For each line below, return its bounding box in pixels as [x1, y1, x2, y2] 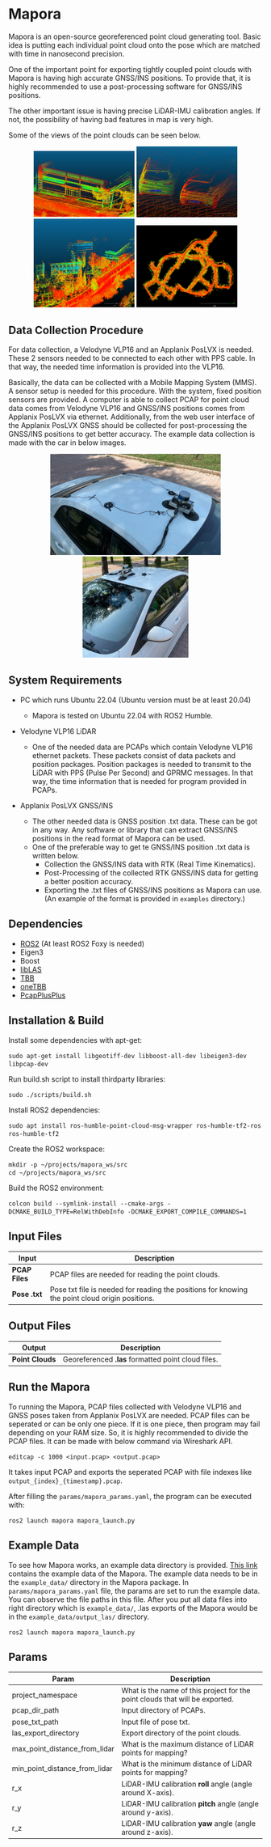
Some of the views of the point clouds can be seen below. [8, 130, 202, 140]
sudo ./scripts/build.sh [8, 1091, 92, 1099]
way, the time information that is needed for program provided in [31, 776, 248, 786]
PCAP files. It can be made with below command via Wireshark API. [8, 1436, 233, 1446]
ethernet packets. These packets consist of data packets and [31, 750, 236, 760]
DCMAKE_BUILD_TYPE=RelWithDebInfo [8, 1207, 125, 1216]
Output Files [8, 1320, 71, 1333]
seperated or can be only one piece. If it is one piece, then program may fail [8, 1419, 261, 1429]
